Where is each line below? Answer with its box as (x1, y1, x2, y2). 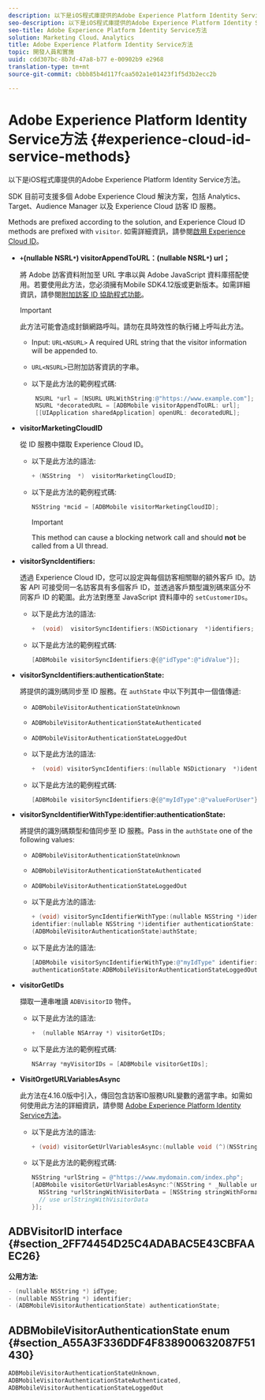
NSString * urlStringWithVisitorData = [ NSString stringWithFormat (38, 1189, 262, 1197)
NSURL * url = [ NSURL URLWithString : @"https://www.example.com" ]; (35, 394, 255, 402)
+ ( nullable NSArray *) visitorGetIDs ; (31, 1029, 166, 1037)
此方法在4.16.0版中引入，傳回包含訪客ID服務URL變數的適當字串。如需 (19, 1090, 246, 1100)
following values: (19, 835, 75, 845)
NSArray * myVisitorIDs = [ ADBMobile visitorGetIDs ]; (31, 1060, 209, 1068)
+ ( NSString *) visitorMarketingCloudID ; (31, 472, 177, 480)
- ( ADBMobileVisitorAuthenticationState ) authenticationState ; (8, 1302, 221, 1310)
